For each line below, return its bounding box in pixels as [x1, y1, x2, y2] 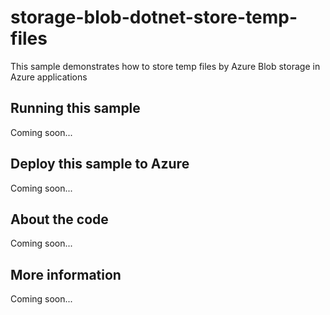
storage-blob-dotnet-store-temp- [10, 6, 298, 29]
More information [10, 266, 122, 283]
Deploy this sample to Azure [10, 156, 190, 173]
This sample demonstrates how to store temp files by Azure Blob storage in [10, 60, 321, 72]
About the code [10, 211, 109, 228]
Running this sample [10, 100, 141, 117]
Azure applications [10, 71, 88, 83]
